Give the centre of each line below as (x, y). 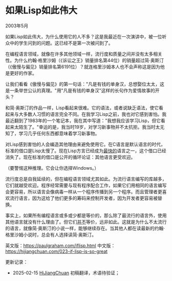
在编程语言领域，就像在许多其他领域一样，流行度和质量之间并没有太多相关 (84, 54)
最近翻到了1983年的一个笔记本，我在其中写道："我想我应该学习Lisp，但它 (83, 121)
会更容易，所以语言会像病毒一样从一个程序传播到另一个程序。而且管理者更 (84, 192)
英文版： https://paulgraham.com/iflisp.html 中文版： (60, 245)
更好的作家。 (23, 73)
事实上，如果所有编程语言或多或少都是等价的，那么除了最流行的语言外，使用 (86, 215)
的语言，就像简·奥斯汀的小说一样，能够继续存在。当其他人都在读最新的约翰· (85, 228)
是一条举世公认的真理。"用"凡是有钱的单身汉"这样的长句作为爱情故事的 (80, 90)
